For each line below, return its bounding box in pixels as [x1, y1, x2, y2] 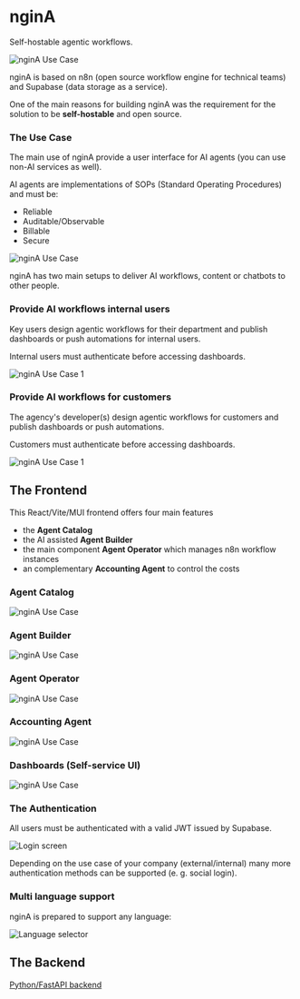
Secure [22, 235, 50, 246]
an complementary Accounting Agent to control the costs [22, 563, 240, 574]
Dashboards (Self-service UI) [9, 758, 141, 771]
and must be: [9, 189, 59, 200]
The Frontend [9, 483, 88, 499]
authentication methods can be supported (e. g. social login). [9, 867, 237, 878]
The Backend [9, 955, 86, 971]
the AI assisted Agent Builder [22, 534, 133, 545]
